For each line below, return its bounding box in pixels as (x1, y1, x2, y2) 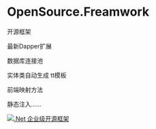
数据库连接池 (7, 56, 43, 65)
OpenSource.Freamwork (7, 4, 150, 20)
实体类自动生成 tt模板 (7, 71, 67, 79)
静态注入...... (7, 100, 42, 108)
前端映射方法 (7, 85, 43, 94)
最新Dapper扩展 (7, 42, 52, 50)
